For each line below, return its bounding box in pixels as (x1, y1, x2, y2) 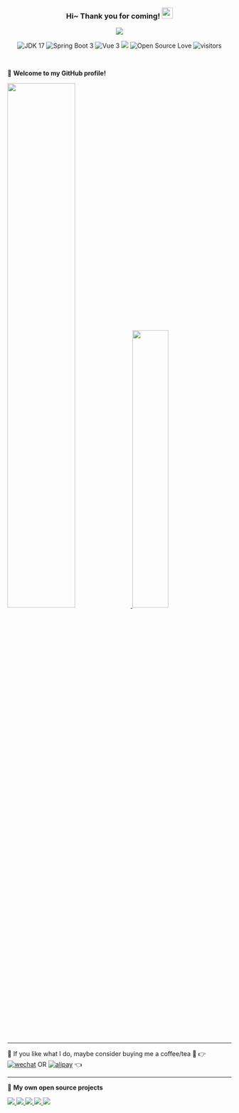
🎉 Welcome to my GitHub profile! (7, 69, 107, 78)
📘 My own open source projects (7, 1083, 103, 1092)
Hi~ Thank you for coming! (65, 11, 161, 21)
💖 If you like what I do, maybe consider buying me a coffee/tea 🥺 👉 (7, 1050, 206, 1058)
